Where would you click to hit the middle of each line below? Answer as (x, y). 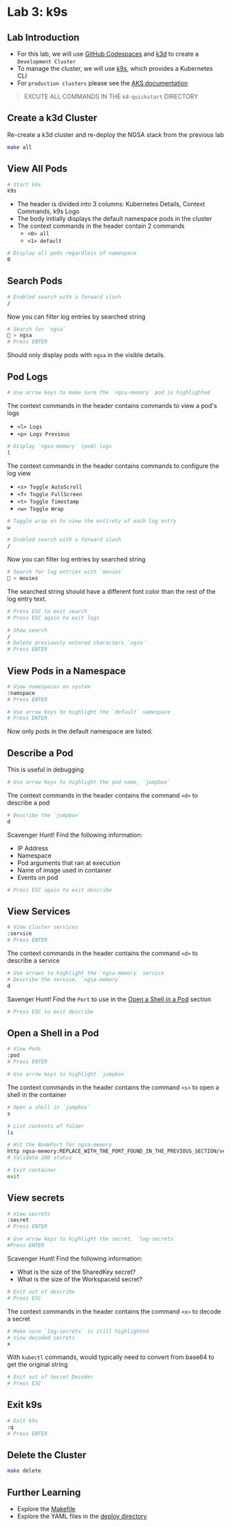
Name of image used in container (64, 870)
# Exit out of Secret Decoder (51, 1377)
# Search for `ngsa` (37, 329)
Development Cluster (46, 62)
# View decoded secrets (41, 1338)
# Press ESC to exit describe (51, 1012)
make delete (24, 1471)
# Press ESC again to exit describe (59, 890)
